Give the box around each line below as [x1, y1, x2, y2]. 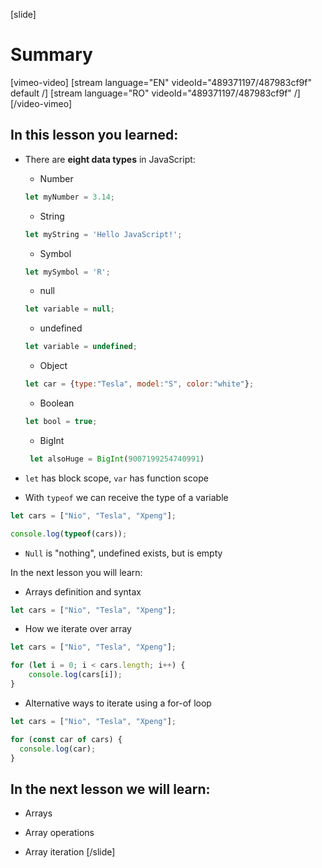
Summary [10, 44, 93, 66]
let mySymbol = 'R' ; [24, 267, 111, 277]
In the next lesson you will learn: [10, 566, 143, 578]
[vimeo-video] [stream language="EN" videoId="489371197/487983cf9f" [10, 76, 312, 88]
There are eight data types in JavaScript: [24, 153, 196, 165]
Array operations [24, 827, 95, 839]
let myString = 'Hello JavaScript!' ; [24, 229, 183, 239]
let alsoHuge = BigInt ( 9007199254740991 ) [29, 454, 205, 464]
